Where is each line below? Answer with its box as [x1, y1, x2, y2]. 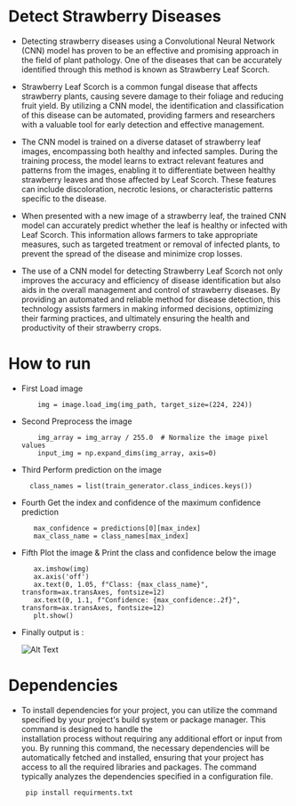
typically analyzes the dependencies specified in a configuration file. [20, 770, 274, 781]
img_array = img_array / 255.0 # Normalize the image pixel [37, 433, 268, 442]
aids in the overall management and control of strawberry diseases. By [20, 284, 281, 295]
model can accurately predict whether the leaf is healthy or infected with [20, 220, 288, 231]
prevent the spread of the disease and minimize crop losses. [20, 248, 244, 259]
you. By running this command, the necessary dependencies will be [20, 742, 270, 753]
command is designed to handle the [20, 723, 153, 734]
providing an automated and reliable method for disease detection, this [20, 294, 281, 305]
